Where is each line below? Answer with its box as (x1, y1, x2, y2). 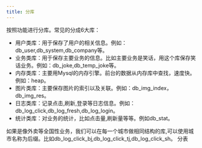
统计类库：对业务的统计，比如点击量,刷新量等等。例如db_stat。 (15, 114, 173, 121)
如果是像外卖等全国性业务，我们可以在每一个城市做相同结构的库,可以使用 (6, 127, 189, 135)
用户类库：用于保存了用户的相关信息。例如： (15, 39, 127, 46)
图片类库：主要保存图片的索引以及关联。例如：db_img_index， (15, 84, 172, 91)
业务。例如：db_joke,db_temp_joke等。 (20, 62, 120, 69)
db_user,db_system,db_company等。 (15, 47, 108, 54)
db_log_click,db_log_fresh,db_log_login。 (15, 107, 119, 114)
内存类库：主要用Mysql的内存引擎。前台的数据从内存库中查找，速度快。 (15, 69, 195, 76)
